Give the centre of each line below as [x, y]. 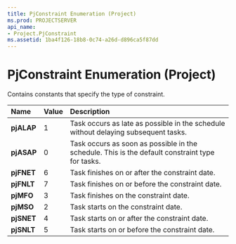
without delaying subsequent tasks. [129, 132]
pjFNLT [23, 184]
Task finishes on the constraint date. [130, 195]
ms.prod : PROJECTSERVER [42, 20]
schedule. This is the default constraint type [142, 153]
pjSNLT [23, 230]
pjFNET [24, 173]
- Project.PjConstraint [42, 33]
